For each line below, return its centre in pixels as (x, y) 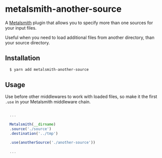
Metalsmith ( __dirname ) (33, 125)
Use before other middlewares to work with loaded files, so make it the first (81, 96)
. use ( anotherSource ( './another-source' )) (53, 142)
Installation (23, 58)
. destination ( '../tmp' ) (34, 133)
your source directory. (27, 42)
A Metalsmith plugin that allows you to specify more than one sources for (79, 23)
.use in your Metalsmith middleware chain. (48, 102)
